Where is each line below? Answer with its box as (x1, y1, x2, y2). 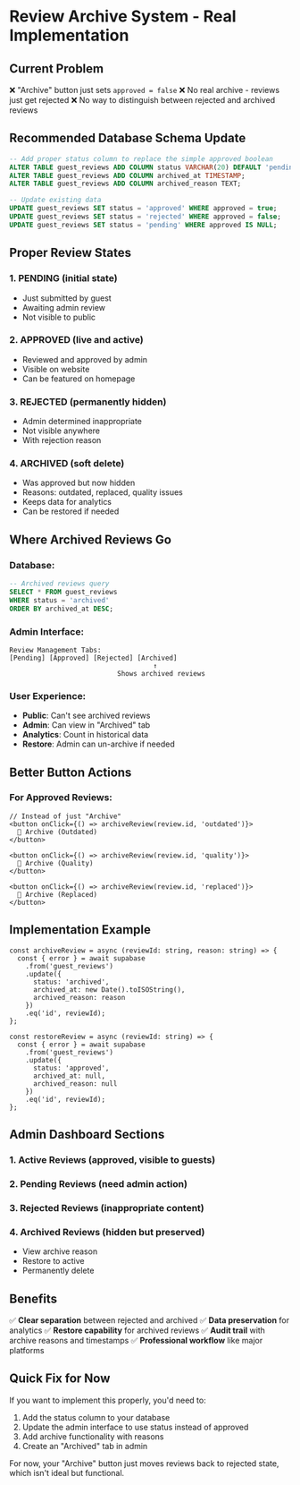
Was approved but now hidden (21, 477, 136, 489)
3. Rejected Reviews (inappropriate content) (9, 1201, 205, 1214)
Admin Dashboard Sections (9, 1127, 165, 1142)
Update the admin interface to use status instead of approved (21, 1421, 249, 1432)
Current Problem (9, 61, 104, 76)
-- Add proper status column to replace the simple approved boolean (9, 154, 274, 163)
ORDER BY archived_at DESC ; (9, 604, 114, 613)
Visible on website (21, 363, 90, 374)
